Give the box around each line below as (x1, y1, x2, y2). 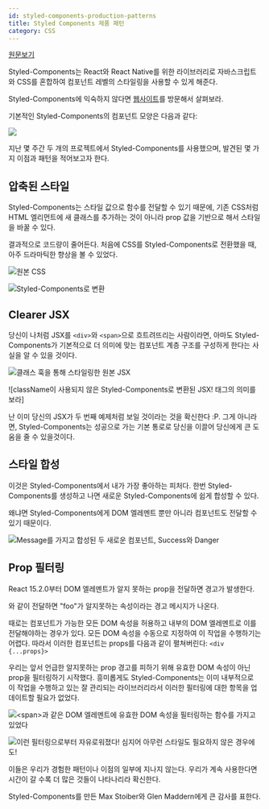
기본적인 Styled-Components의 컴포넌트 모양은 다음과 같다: (8, 111, 198, 121)
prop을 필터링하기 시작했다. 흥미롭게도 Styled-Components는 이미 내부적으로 (8, 672, 255, 682)
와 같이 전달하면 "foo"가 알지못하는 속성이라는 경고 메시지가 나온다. (8, 601, 219, 611)
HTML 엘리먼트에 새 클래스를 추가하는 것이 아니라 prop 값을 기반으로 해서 (8, 213, 239, 222)
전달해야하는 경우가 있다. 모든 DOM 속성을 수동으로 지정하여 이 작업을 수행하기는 (8, 628, 262, 637)
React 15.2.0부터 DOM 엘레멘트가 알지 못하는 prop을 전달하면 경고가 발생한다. (8, 583, 255, 593)
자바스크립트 (217, 67, 257, 77)
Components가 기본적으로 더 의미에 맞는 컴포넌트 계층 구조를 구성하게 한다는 (8, 340, 251, 350)
